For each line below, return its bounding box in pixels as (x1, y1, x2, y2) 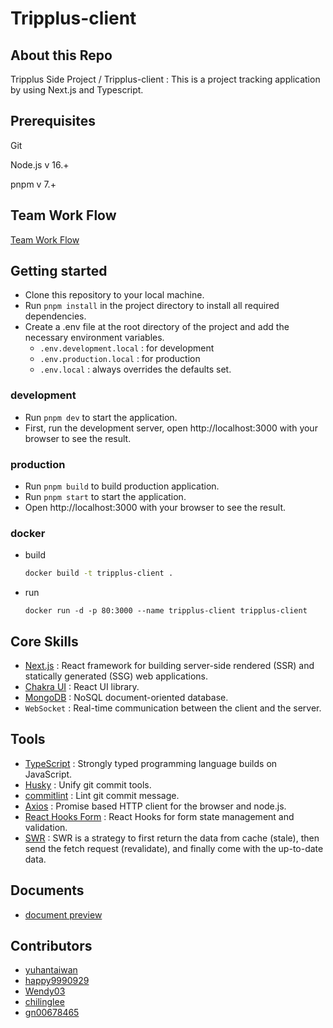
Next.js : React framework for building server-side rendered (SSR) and (24, 660, 315, 672)
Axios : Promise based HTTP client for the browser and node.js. (24, 800, 287, 812)
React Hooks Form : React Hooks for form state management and (24, 810, 295, 822)
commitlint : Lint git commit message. (24, 789, 180, 801)
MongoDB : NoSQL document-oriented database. (24, 692, 229, 704)
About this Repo (10, 47, 113, 64)
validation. (24, 821, 68, 833)
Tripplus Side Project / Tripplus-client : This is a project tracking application (10, 73, 321, 85)
